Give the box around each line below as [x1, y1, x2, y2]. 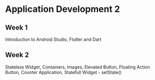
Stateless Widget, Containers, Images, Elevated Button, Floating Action [5, 64, 150, 70]
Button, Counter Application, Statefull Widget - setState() [5, 69, 122, 75]
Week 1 [5, 23, 28, 32]
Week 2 [5, 51, 29, 59]
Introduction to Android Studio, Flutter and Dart [5, 36, 102, 42]
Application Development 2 [5, 3, 120, 15]
